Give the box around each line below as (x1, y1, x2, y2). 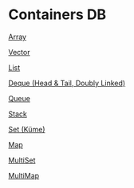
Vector (8, 47, 30, 57)
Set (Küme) (8, 124, 45, 134)
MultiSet (8, 155, 36, 165)
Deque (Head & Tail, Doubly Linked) (8, 78, 126, 88)
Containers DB (8, 6, 107, 24)
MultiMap (8, 170, 40, 180)
